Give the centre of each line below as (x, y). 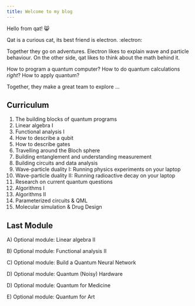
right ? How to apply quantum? (43, 75)
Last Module (30, 226)
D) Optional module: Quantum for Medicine (59, 285)
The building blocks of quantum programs (66, 119)
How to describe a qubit (44, 138)
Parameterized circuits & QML (51, 200)
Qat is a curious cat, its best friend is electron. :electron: (75, 40)
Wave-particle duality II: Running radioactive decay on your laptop (95, 176)
